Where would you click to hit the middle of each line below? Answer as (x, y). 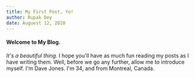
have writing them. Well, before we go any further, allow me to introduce (95, 62)
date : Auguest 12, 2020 (36, 23)
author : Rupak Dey (29, 17)
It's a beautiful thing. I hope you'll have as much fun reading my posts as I (97, 55)
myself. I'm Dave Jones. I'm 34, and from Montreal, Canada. (80, 68)
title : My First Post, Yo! (40, 12)
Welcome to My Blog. (34, 42)
